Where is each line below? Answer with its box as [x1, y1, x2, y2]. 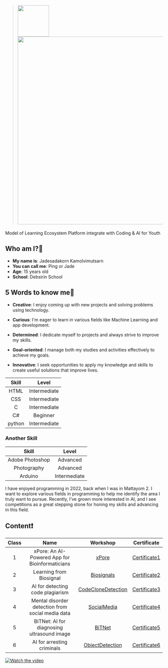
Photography [13, 464, 44, 471]
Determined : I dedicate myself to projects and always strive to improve [12, 331, 159, 338]
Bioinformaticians [29, 560, 70, 567]
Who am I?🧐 [5, 244, 43, 253]
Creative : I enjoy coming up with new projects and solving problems [12, 301, 153, 307]
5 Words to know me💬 [5, 288, 75, 297]
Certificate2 [132, 571, 160, 578]
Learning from [33, 568, 66, 575]
